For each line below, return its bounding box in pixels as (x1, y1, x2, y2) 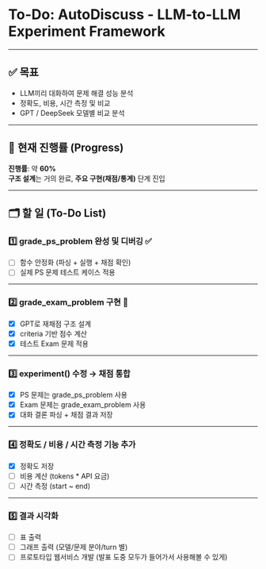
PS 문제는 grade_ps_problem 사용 (19, 390, 128, 400)
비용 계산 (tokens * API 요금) (19, 471, 110, 481)
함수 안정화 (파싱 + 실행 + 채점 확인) (19, 258, 131, 267)
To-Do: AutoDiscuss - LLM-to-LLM (8, 6, 241, 24)
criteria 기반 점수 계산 (19, 329, 87, 338)
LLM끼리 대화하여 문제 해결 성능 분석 (19, 88, 134, 98)
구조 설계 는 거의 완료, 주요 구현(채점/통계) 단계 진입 (8, 173, 165, 183)
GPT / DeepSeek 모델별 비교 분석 (19, 108, 125, 117)
